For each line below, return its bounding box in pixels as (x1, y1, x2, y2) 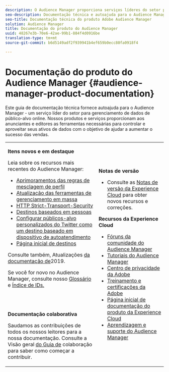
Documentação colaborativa (8, 310, 77, 317)
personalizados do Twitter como (16, 221, 93, 228)
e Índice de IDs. (8, 281, 44, 288)
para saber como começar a (8, 347, 74, 354)
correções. (107, 204, 133, 211)
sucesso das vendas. (5, 131, 49, 137)
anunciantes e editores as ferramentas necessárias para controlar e (5, 121, 146, 127)
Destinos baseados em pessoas (16, 208, 92, 215)
